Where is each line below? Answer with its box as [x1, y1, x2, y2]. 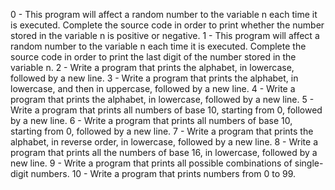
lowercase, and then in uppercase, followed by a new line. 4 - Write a [10, 83, 296, 94]
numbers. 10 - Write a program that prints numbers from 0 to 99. [30, 168, 297, 179]
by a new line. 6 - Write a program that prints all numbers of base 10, [10, 115, 293, 126]
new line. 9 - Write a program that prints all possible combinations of [10, 157, 293, 169]
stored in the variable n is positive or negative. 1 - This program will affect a [10, 30, 320, 41]
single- [294, 157, 324, 169]
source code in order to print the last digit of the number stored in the [10, 51, 297, 63]
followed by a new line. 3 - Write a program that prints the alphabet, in [10, 72, 299, 84]
